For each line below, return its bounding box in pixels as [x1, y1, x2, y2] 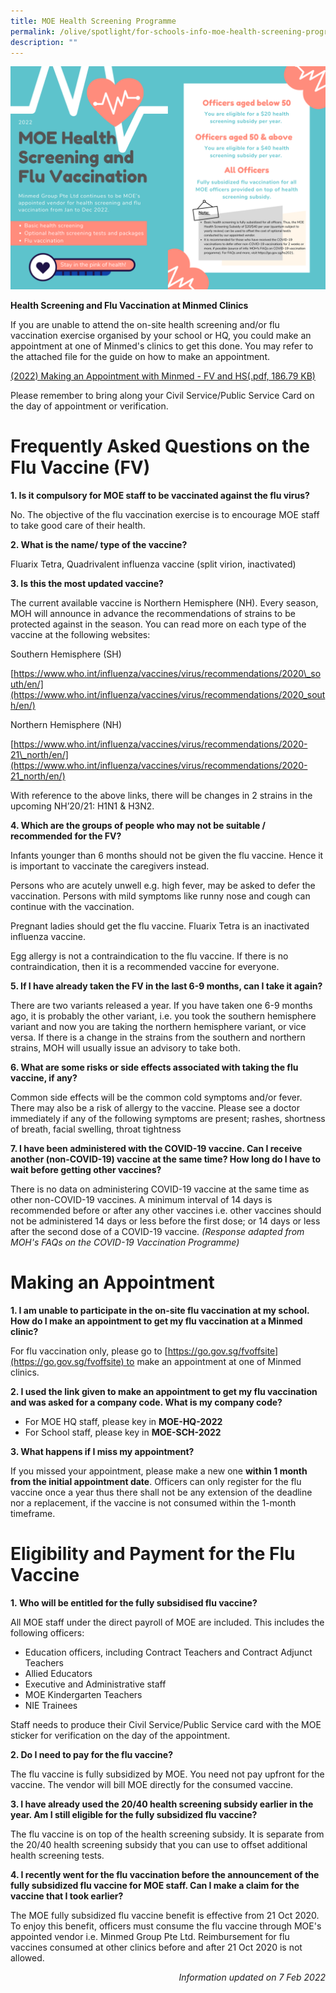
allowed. [10, 1951, 45, 1964]
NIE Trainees [24, 1699, 78, 1711]
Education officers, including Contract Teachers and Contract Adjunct [24, 1646, 313, 1658]
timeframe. [10, 1507, 56, 1519]
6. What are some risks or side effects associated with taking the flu [10, 1061, 299, 1073]
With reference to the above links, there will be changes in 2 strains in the [10, 789, 313, 801]
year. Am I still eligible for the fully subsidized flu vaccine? [10, 1808, 258, 1820]
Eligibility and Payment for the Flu [10, 1542, 296, 1565]
